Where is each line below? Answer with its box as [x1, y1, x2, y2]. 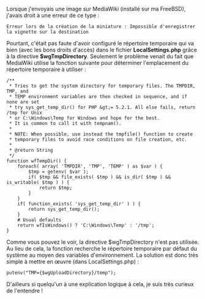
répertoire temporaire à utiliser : [6, 66, 86, 73]
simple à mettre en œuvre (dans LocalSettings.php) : [6, 258, 140, 265]
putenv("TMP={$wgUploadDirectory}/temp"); [6, 270, 116, 276]
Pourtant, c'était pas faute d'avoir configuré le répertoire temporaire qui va [6, 40, 195, 47]
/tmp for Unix [6, 110, 43, 116]
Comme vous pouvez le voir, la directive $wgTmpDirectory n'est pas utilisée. [6, 238, 199, 246]
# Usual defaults [17, 217, 62, 223]
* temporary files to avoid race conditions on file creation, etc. [9, 137, 188, 143]
